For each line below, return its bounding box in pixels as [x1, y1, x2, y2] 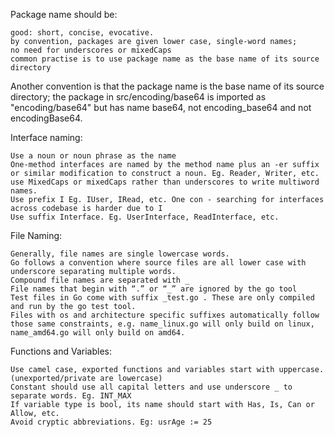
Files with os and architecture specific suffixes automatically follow [10, 310, 320, 320]
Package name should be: [10, 9, 118, 20]
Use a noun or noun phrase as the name [10, 151, 177, 161]
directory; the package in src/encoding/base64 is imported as [10, 91, 267, 103]
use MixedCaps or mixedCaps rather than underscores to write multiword [10, 177, 320, 187]
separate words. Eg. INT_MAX [10, 391, 132, 401]
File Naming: [10, 230, 63, 241]
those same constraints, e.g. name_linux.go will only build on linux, [10, 319, 315, 329]
